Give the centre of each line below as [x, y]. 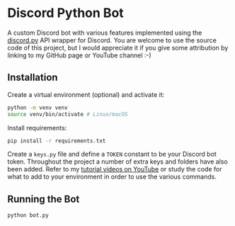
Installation [33, 78]
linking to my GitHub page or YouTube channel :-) [80, 55]
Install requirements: [37, 128]
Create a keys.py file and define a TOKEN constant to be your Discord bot [112, 154]
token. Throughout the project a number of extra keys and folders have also [117, 162]
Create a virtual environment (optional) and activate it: [86, 94]
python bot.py [28, 215]
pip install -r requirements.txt [57, 141]
